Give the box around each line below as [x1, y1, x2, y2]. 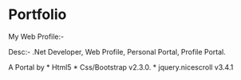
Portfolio [8, 6, 67, 24]
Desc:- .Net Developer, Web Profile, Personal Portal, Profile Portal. [8, 47, 226, 56]
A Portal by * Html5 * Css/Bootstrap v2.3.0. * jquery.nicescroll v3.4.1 [8, 62, 234, 72]
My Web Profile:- [8, 32, 65, 41]
